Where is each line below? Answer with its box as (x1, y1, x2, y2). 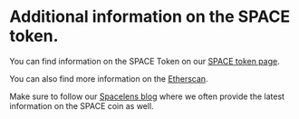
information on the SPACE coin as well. (9, 100, 154, 111)
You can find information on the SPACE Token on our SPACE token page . (9, 55, 280, 66)
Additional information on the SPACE (9, 6, 291, 27)
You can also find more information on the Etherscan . (9, 73, 208, 84)
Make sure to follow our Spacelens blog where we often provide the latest (9, 91, 285, 102)
